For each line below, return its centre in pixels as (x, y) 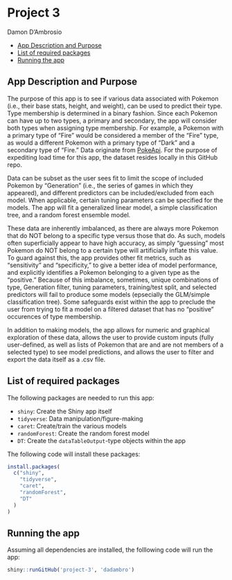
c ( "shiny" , (29, 473)
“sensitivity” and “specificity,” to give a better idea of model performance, (113, 265)
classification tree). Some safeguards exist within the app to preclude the (111, 302)
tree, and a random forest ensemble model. (69, 215)
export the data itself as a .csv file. (56, 359)
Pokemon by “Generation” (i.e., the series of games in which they (100, 185)
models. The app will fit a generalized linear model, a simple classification (112, 207)
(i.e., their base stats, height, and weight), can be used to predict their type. (115, 106)
